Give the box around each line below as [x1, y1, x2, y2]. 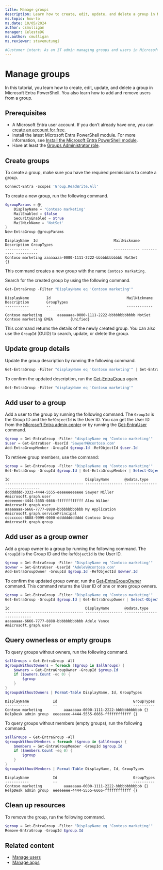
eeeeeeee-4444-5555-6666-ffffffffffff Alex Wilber [5, 498, 110, 503]
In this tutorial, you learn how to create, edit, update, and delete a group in [5, 85, 153, 90]
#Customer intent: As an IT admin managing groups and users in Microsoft [5, 47, 160, 53]
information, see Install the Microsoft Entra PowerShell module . [12, 137, 138, 143]
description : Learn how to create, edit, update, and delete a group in [5, 12, 155, 17]
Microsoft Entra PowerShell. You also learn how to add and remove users [5, 89, 151, 95]
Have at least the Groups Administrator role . [12, 142, 100, 148]
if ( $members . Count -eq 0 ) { [14, 748, 73, 753]
